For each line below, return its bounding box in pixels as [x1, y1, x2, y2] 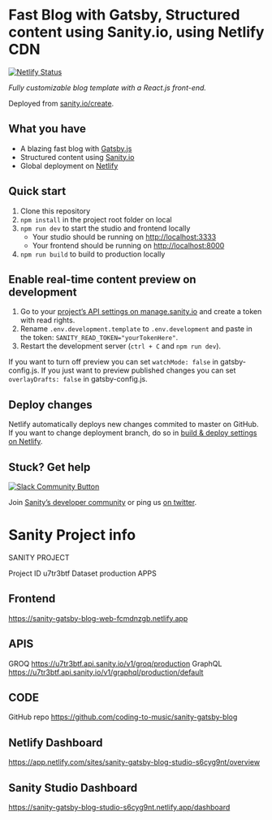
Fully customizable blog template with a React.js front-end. [8, 83, 207, 93]
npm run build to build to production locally [19, 249, 166, 259]
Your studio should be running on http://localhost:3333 [32, 231, 217, 241]
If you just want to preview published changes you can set [41, 365, 236, 375]
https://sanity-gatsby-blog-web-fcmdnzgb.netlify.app [8, 613, 188, 623]
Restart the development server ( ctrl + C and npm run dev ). [19, 341, 222, 351]
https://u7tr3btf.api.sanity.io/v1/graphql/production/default [8, 667, 204, 677]
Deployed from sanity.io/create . [8, 98, 114, 108]
